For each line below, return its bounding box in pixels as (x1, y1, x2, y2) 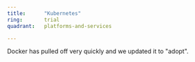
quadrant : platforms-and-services (7, 22, 112, 29)
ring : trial (7, 16, 60, 23)
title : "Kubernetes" (7, 10, 81, 17)
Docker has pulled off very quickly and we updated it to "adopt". (7, 47, 189, 55)
